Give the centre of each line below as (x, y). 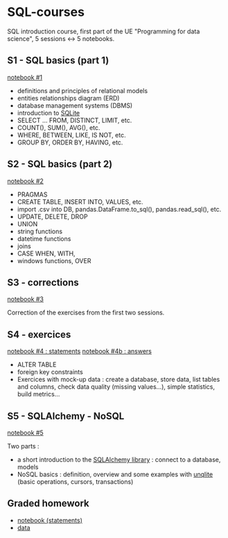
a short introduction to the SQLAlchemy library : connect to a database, (119, 460)
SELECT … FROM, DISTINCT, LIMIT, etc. (74, 120)
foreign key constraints (50, 372)
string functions (40, 231)
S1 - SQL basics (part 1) (58, 61)
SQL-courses (46, 12)
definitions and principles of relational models (82, 90)
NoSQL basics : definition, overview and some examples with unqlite (115, 474)
